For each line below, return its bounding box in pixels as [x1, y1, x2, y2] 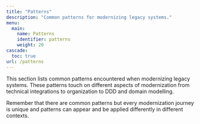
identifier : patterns [17, 36, 70, 42]
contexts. [6, 111, 29, 119]
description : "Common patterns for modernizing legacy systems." [6, 14, 172, 20]
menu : [6, 20, 20, 26]
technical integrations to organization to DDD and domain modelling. [6, 88, 174, 95]
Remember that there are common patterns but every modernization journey [6, 99, 194, 106]
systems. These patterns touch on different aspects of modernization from [6, 81, 190, 88]
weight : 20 [17, 42, 44, 48]
